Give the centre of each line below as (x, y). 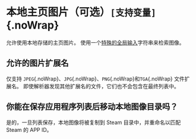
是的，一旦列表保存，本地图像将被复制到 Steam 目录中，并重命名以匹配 (94, 122)
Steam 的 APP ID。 (29, 129)
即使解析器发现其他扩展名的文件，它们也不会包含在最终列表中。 (101, 86)
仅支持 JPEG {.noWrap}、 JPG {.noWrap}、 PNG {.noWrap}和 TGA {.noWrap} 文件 (96, 79)
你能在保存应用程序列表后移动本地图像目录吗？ (92, 107)
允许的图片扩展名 (37, 63)
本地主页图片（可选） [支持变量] (81, 12)
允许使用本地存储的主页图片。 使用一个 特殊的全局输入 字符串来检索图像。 (95, 42)
